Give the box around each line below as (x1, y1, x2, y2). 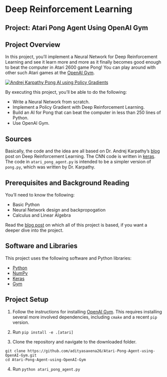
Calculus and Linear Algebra (12, 212, 71, 219)
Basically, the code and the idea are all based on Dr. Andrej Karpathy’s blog (5, 148, 160, 154)
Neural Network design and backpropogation (12, 207, 106, 213)
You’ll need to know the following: (5, 192, 75, 198)
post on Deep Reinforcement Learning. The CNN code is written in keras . (5, 153, 156, 159)
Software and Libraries (5, 242, 78, 250)
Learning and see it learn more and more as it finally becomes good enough (5, 59, 161, 65)
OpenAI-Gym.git (5, 352, 37, 358)
